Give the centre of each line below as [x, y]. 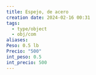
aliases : [17, 40]
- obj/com [24, 34]
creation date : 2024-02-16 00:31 [48, 18]
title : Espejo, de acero [37, 12]
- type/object [29, 29]
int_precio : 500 [27, 62]
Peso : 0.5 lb [23, 46]
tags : [13, 23]
